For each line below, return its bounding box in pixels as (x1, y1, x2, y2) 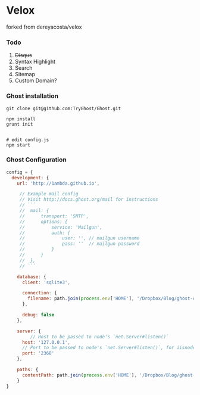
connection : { (21, 290, 58, 296)
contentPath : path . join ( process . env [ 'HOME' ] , (21, 372, 137, 378)
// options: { (19, 219, 68, 225)
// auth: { (19, 230, 70, 236)
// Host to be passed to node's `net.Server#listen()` (30, 334, 169, 340)
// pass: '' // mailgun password (19, 241, 140, 247)
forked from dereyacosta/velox (6, 23, 82, 30)
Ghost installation (6, 92, 58, 100)
